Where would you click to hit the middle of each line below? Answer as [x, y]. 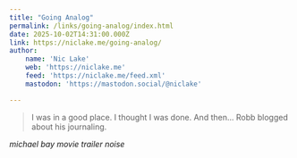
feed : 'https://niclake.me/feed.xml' [96, 76]
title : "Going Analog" [51, 17]
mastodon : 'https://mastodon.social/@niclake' [114, 84]
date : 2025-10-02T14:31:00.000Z [69, 34]
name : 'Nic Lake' [58, 59]
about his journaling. [69, 127]
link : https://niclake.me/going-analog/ [86, 42]
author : [24, 51]
